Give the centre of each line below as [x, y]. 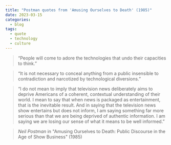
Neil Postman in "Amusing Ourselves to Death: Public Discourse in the [91, 131]
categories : [18, 19]
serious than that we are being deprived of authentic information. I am [91, 116]
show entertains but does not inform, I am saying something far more [91, 110]
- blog [17, 24]
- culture [20, 44]
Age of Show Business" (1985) [50, 137]
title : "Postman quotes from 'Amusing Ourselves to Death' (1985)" [79, 10]
